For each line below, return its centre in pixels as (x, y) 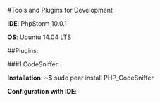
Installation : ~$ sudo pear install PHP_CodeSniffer (80, 78)
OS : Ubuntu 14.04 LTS (39, 37)
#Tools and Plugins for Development (60, 10)
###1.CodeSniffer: (33, 64)
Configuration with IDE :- (43, 91)
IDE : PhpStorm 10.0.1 (37, 23)
